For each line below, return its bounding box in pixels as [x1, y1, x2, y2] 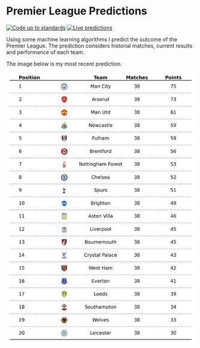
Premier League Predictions [6, 4, 148, 18]
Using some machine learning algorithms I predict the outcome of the [6, 35, 178, 43]
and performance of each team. [6, 48, 85, 55]
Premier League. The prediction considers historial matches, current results [6, 42, 193, 49]
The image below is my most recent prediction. [6, 60, 122, 67]
